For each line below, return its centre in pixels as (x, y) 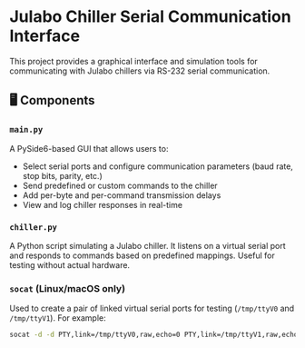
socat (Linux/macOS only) (67, 288)
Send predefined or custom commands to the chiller (120, 185)
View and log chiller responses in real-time (103, 204)
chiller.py (33, 227)
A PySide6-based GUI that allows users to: (89, 148)
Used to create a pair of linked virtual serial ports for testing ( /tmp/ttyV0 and (152, 308)
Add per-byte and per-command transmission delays (122, 195)
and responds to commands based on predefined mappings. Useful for (142, 255)
